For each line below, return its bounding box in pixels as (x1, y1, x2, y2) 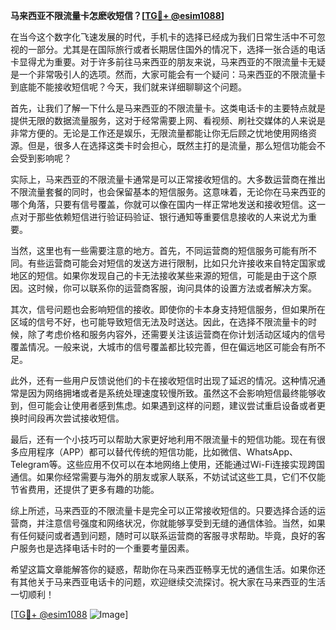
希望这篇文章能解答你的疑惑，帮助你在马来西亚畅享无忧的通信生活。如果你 (10, 564, 317, 575)
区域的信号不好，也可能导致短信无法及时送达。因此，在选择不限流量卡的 (10, 316, 308, 328)
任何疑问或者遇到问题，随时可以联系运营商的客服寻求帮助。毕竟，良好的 (18, 530, 317, 541)
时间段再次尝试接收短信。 (18, 412, 125, 424)
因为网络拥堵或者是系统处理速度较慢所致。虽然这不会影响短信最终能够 (27, 387, 317, 399)
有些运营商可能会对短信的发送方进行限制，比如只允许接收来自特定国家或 (27, 257, 326, 269)
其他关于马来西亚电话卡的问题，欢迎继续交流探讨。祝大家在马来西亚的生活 (18, 576, 326, 588)
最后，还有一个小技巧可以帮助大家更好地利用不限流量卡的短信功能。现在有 (10, 434, 317, 445)
